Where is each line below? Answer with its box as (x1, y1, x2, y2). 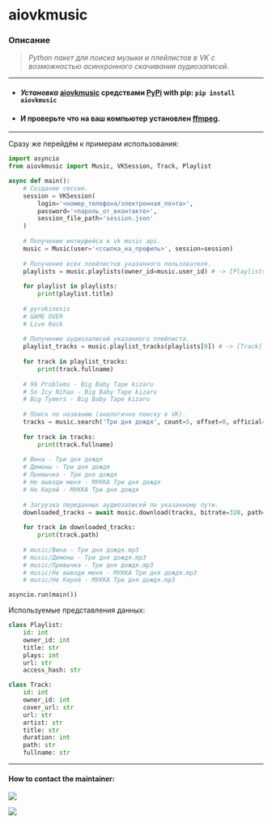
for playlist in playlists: (23, 282, 117, 291)
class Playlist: (8, 621, 63, 630)
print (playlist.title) (37, 290, 114, 298)
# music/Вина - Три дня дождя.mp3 (23, 545, 139, 554)
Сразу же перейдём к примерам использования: (8, 139, 180, 149)
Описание (8, 35, 51, 46)
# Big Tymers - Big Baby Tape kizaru (23, 395, 151, 403)
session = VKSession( (23, 192, 96, 200)
